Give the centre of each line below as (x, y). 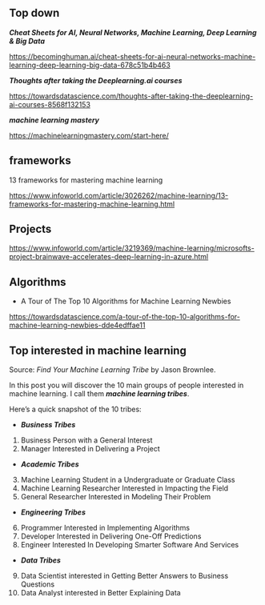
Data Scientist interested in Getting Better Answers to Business (124, 576)
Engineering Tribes (53, 512)
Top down (34, 13)
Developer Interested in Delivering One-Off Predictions (111, 536)
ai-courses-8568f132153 (50, 104)
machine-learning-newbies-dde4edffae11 (77, 325)
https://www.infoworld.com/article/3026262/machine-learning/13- (119, 195)
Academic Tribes (50, 464)
